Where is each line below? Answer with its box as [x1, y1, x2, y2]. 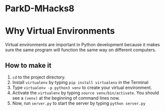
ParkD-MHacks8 [5, 3, 75, 14]
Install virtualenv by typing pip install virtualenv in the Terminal [12, 79, 149, 85]
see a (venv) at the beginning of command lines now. [12, 95, 120, 101]
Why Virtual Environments [5, 26, 115, 37]
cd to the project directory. [12, 74, 66, 80]
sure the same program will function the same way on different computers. [5, 47, 156, 53]
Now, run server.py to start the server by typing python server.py [12, 100, 146, 106]
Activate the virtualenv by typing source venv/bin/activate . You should [12, 89, 159, 96]
